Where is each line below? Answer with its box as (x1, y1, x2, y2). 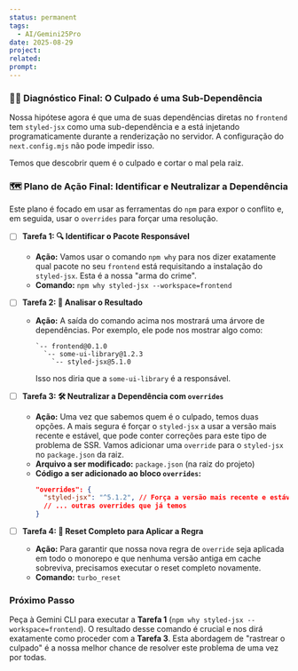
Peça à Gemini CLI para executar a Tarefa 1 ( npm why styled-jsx (9, 614, 244, 625)
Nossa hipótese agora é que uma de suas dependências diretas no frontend (9, 112, 288, 123)
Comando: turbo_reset (35, 572, 122, 583)
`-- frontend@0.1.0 (35, 341, 108, 351)
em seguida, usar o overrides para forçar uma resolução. (9, 213, 219, 224)
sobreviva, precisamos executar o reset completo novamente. (35, 563, 262, 573)
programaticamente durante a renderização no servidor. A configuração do (9, 131, 284, 142)
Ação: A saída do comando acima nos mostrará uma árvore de (35, 315, 265, 325)
